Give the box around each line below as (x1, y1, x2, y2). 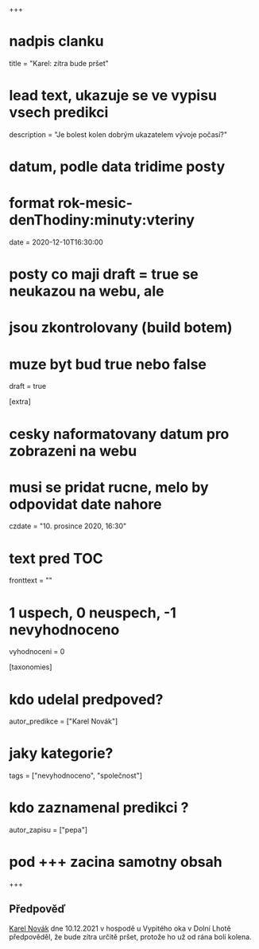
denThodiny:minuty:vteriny (9, 211, 195, 229)
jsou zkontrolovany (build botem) (9, 319, 233, 337)
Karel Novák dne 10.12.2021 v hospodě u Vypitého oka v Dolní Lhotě (9, 924, 231, 933)
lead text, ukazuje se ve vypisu (9, 87, 218, 104)
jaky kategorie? (9, 744, 114, 763)
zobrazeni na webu (9, 441, 137, 460)
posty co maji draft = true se (9, 265, 199, 284)
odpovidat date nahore (9, 495, 162, 513)
